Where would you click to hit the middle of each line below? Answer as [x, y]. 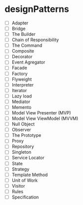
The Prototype [26, 135]
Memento [21, 107]
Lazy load [22, 96]
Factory [20, 74]
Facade [20, 68]
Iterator [19, 90]
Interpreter [23, 85]
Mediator [21, 102]
